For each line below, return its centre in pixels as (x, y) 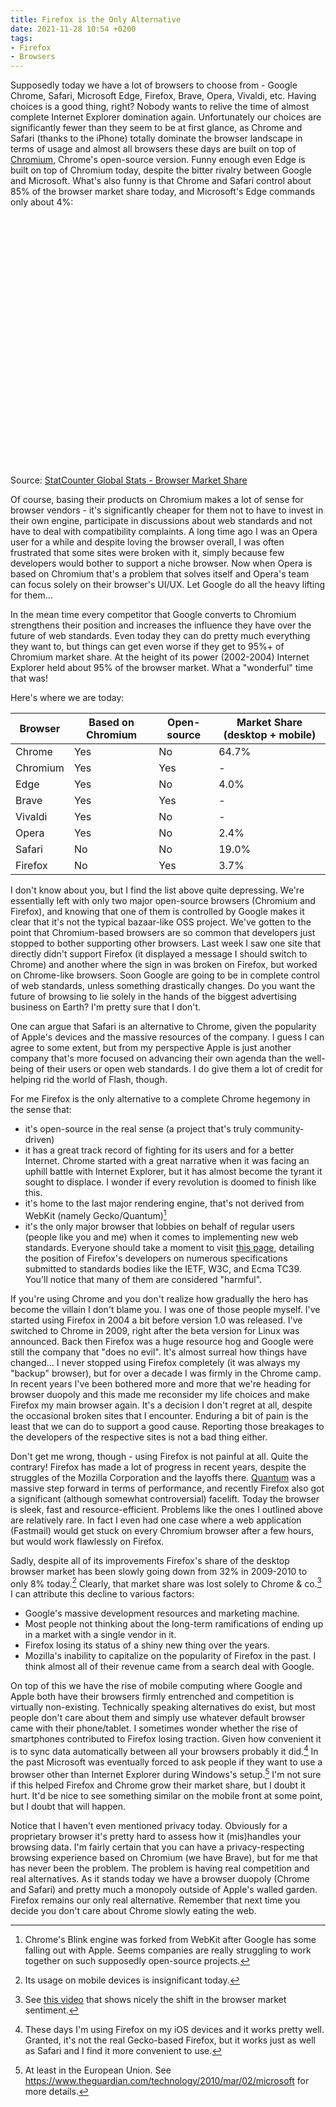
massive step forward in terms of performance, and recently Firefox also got (167, 1488)
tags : (21, 38)
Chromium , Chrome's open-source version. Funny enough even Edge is (158, 160)
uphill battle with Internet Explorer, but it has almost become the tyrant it (173, 1172)
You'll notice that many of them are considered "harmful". (143, 1279)
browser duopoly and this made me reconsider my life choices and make (160, 1394)
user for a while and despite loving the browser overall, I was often (147, 542)
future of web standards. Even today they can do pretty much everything (160, 636)
